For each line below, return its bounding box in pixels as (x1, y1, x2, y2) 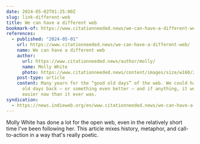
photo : (21, 69, 39, 75)
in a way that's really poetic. (29, 131, 99, 138)
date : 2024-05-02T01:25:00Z (6, 8, 76, 15)
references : (6, 31, 36, 37)
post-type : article (17, 75, 65, 81)
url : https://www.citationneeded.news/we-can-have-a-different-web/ (17, 42, 190, 48)
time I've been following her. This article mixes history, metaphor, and (6, 125, 177, 132)
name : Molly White (21, 63, 68, 70)
